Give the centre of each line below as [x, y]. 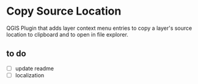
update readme [34, 68]
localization [30, 75]
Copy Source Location [64, 11]
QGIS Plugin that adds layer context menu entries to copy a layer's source [99, 28]
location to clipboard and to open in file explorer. [67, 34]
